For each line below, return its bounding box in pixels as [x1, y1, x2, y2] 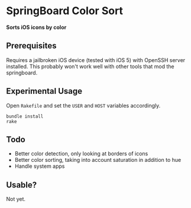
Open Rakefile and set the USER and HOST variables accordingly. [6, 102, 161, 109]
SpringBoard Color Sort [6, 4, 123, 18]
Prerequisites [6, 41, 57, 51]
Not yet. [6, 196, 25, 203]
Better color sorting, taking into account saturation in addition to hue [14, 157, 182, 164]
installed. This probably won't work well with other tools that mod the [6, 63, 174, 70]
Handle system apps [14, 162, 65, 170]
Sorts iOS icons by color [6, 24, 67, 31]
